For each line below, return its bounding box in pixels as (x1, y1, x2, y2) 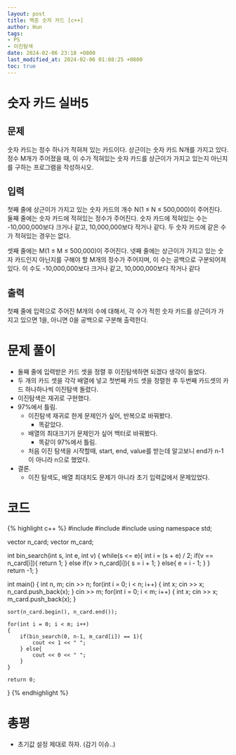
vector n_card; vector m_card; (7, 538, 94, 546)
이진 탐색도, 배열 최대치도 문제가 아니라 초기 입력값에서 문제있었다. (27, 473, 210, 482)
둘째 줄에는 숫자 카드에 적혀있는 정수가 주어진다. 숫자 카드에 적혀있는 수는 (7, 214, 208, 222)
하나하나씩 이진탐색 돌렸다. (25, 385, 99, 394)
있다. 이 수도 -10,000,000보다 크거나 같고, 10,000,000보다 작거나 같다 (7, 265, 201, 273)
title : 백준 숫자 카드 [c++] (7, 17, 84, 24)
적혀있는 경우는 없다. (14, 231, 72, 240)
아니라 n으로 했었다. (35, 455, 90, 464)
